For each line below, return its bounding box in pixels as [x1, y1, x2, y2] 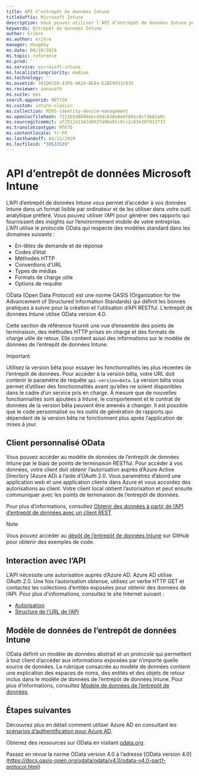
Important [6, 352, 30, 359]
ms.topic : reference [6, 53, 57, 59]
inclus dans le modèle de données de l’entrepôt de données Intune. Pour [6, 676, 184, 683]
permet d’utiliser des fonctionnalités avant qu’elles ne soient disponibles [6, 382, 182, 389]
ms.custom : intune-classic [6, 102, 73, 109]
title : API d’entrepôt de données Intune [6, 8, 110, 15]
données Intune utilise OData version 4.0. [6, 310, 107, 318]
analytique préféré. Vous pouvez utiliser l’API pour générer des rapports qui [6, 211, 190, 218]
